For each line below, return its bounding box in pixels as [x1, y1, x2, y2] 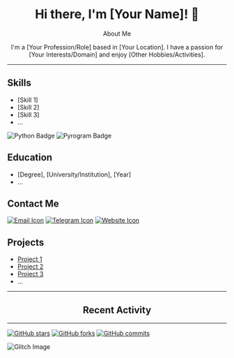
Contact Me [7, 197, 59, 209]
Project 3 [17, 270, 44, 278]
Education [7, 151, 53, 163]
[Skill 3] [17, 110, 40, 119]
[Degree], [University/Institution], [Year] [17, 170, 132, 179]
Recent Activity [82, 304, 152, 316]
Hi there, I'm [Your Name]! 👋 [34, 6, 200, 22]
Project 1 [17, 255, 42, 264]
